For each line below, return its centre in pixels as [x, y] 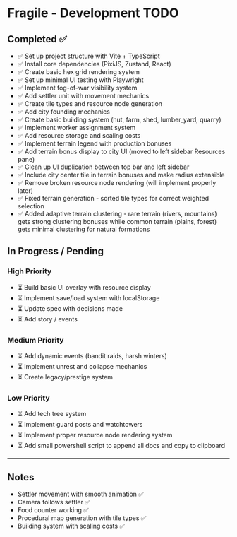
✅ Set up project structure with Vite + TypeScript [89, 56]
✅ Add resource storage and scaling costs [79, 135]
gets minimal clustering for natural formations [84, 229]
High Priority [30, 271]
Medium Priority [36, 340]
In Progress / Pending [56, 251]
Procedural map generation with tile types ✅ [82, 518]
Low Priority [29, 398]
